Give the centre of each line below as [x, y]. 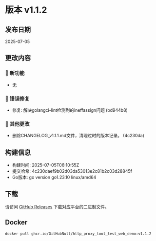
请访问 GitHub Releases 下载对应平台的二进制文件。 [57, 207]
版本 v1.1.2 [26, 10]
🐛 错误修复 [18, 99]
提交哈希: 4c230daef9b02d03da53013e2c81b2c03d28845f [72, 171]
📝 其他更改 [18, 124]
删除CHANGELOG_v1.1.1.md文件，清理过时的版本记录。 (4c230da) [78, 136]
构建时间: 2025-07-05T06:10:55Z [46, 165]
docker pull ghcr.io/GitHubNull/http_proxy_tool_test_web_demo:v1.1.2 [78, 234]
